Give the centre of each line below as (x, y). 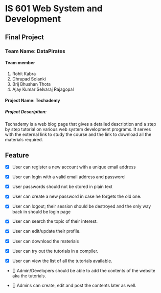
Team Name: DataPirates (35, 51)
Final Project (24, 37)
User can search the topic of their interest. (55, 221)
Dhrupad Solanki (29, 79)
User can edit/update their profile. (46, 231)
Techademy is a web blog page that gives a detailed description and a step (81, 124)
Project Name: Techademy (33, 101)
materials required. (24, 140)
